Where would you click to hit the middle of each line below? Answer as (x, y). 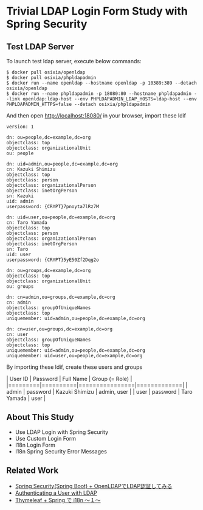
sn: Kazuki (20, 196)
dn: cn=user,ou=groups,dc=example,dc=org (60, 329)
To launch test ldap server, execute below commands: (74, 61)
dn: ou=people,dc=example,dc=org (49, 138)
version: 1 (20, 127)
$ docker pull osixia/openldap (46, 72)
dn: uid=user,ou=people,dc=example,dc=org (61, 217)
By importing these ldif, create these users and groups (74, 367)
